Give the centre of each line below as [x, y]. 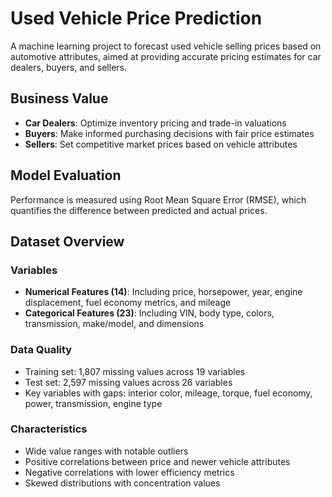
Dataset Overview [67, 241]
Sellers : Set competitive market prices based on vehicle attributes [161, 144]
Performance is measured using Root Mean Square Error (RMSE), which [158, 199]
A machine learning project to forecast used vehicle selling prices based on [166, 46]
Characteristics [49, 429]
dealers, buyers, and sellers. [68, 67]
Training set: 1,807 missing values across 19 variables [135, 371]
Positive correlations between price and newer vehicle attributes [157, 461]
